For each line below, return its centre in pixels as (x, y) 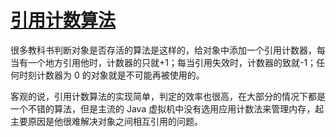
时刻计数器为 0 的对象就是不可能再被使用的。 (111, 75)
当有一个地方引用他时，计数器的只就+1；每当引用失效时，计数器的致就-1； (163, 62)
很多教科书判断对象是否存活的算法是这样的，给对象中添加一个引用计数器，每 (168, 50)
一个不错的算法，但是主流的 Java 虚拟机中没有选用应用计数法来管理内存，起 (167, 108)
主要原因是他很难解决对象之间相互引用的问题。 (106, 121)
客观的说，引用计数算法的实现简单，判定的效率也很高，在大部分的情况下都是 (168, 96)
